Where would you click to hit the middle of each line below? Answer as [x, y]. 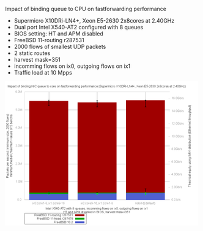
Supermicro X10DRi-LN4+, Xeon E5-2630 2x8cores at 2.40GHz [94, 20]
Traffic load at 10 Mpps [43, 72]
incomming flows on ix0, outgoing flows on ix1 [72, 66]
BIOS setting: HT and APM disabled [59, 34]
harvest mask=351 [37, 60]
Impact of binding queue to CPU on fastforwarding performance [86, 9]
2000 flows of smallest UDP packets [60, 46]
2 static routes [32, 53]
